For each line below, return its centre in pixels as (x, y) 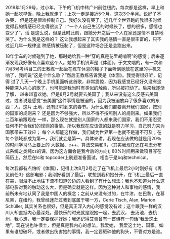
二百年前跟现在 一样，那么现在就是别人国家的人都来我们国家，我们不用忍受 (83, 119)
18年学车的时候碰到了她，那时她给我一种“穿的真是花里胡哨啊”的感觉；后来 (83, 56)
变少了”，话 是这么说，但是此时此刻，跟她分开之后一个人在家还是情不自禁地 (84, 33)
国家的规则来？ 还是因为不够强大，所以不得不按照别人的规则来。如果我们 (86, 113)
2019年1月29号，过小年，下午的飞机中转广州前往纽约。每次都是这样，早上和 (85, 7)
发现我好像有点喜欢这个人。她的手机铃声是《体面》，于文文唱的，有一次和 (86, 63)
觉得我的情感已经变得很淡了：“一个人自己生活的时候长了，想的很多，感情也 (84, 26)
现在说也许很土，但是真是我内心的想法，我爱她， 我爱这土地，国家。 (88, 225)
